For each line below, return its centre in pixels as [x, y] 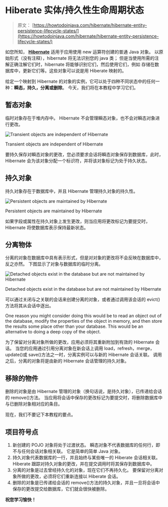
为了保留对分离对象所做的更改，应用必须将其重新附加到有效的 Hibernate [80, 342]
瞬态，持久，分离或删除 [38, 87]
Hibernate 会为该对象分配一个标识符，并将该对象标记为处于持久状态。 [77, 161]
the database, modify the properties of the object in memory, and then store [84, 321]
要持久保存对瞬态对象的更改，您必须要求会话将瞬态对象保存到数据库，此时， [84, 154]
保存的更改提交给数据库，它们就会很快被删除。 [61, 489]
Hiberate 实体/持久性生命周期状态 [75, 10]
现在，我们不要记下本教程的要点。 [40, 415]
